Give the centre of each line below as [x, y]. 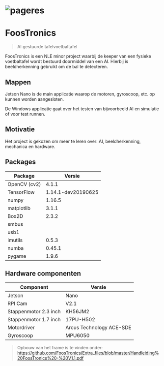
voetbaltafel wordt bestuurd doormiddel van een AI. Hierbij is [67, 61]
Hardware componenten [43, 273]
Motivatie [20, 130]
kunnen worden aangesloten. [35, 99]
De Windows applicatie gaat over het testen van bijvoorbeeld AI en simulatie [82, 109]
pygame [17, 256]
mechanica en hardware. [30, 146]
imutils [15, 240]
